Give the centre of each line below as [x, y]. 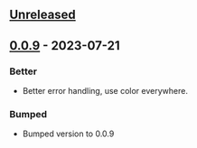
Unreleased [43, 15]
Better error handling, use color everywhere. [105, 91]
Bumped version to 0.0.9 [68, 134]
